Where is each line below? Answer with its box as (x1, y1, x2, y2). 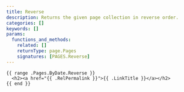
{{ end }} (6, 81, 31, 87)
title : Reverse (6, 8, 44, 15)
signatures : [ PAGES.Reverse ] (17, 54, 90, 60)
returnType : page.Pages (17, 48, 77, 54)
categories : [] (6, 20, 44, 26)
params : (6, 31, 26, 37)
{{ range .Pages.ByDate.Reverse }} (6, 70, 96, 76)
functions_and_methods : (11, 37, 71, 43)
